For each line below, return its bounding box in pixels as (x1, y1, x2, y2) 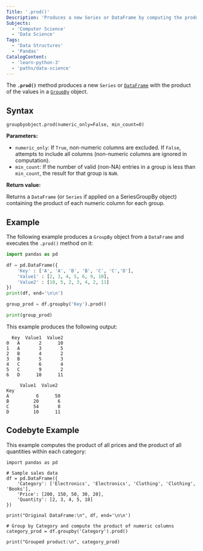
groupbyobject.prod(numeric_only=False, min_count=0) (6, 122, 145, 128)
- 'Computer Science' (11, 25, 66, 32)
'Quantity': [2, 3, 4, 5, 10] (17, 497, 94, 503)
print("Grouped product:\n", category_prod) (6, 539, 120, 545)
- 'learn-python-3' (11, 59, 61, 65)
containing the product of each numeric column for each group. (6, 200, 165, 207)
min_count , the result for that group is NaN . (14, 170, 119, 177)
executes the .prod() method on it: (6, 240, 94, 247)
